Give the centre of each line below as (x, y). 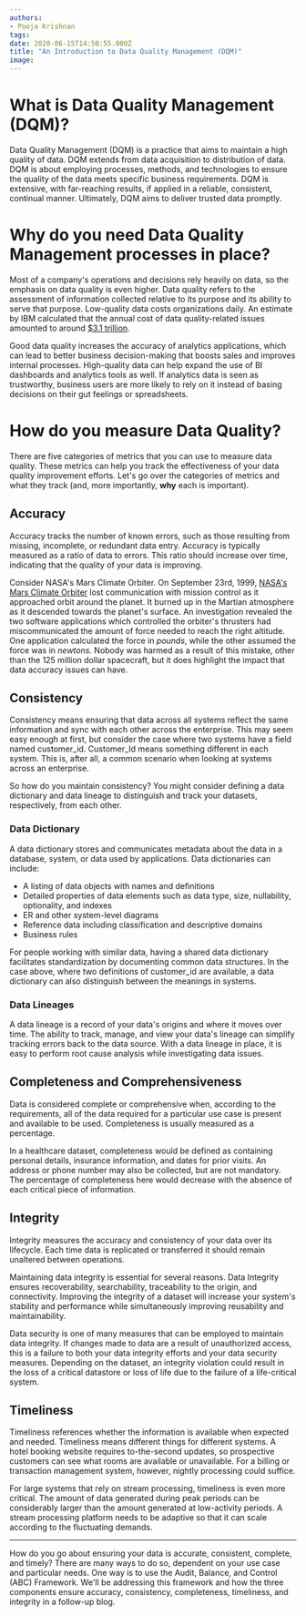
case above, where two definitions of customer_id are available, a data (142, 971)
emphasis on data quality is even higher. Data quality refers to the (133, 289)
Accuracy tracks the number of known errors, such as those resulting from (149, 536)
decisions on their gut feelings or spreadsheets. (99, 394)
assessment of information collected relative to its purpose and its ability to (150, 299)
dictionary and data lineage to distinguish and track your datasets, (133, 796)
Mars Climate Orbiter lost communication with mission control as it (134, 592)
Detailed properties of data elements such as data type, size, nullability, (157, 895)
